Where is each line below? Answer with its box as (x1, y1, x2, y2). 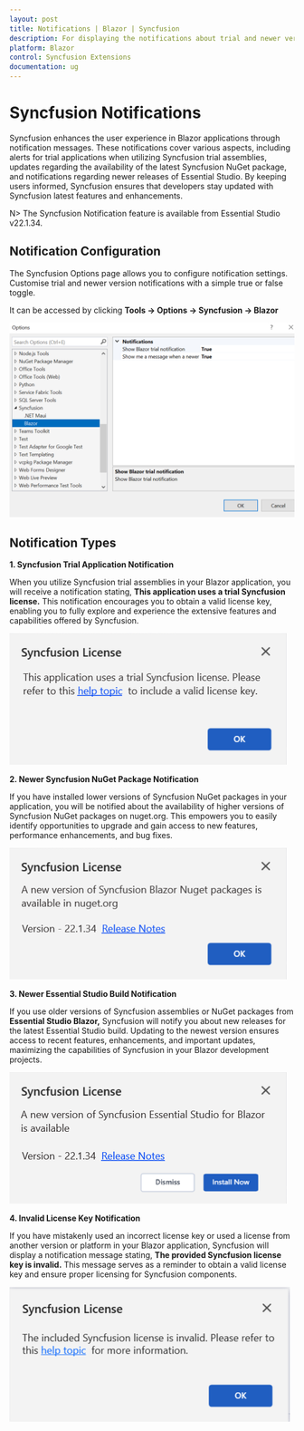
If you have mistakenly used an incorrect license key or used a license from (9, 1231, 291, 1242)
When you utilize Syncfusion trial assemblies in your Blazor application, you (9, 576, 291, 588)
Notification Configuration (9, 244, 161, 259)
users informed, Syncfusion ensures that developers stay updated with (9, 180, 274, 191)
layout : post (9, 15, 59, 24)
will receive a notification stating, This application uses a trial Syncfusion (9, 586, 286, 597)
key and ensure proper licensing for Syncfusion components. (9, 1269, 238, 1280)
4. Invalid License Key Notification (9, 1213, 141, 1223)
